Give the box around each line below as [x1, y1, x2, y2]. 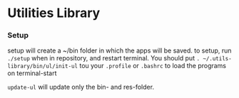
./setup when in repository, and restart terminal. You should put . [7, 54, 200, 62]
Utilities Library [7, 5, 101, 21]
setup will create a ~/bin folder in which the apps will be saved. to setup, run [7, 46, 232, 55]
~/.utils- [203, 55, 232, 62]
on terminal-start [7, 69, 57, 77]
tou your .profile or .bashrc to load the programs [79, 62, 227, 70]
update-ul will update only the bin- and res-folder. [7, 83, 155, 92]
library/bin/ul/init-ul [7, 62, 78, 70]
